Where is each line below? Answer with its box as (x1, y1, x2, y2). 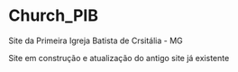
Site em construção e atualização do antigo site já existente (8, 52, 230, 63)
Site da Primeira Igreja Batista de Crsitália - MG (8, 35, 183, 46)
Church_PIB (8, 5, 99, 26)
